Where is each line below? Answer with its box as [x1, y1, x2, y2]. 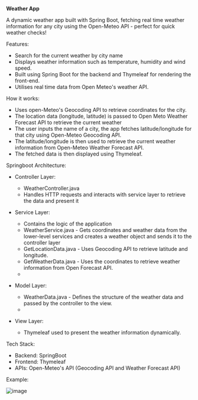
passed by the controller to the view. [23, 300, 112, 307]
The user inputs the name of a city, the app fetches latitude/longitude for [14, 125, 192, 132]
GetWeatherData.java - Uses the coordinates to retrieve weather [23, 258, 180, 265]
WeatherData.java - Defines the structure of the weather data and [23, 293, 184, 301]
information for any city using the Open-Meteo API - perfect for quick [6, 23, 176, 30]
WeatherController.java [23, 185, 80, 192]
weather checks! [6, 29, 47, 36]
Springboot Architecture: [6, 162, 67, 169]
